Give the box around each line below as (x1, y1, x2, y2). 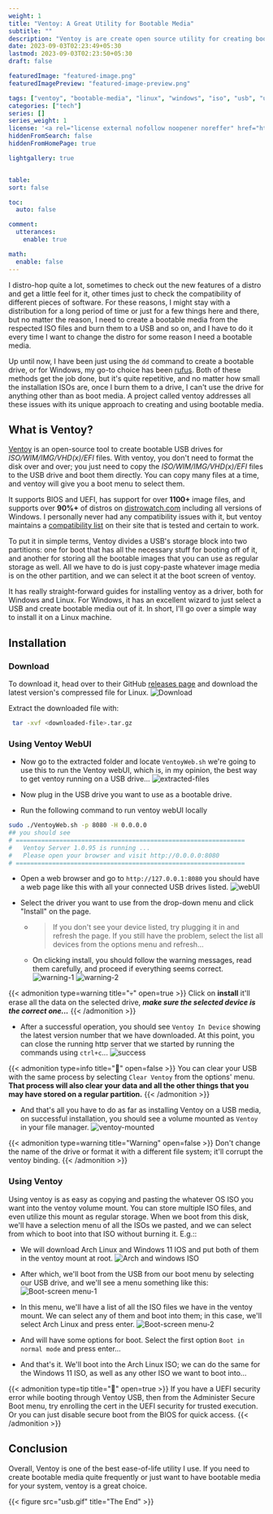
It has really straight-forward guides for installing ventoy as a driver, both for (8, 587, 264, 596)
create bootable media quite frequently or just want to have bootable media (8, 1472, 262, 1481)
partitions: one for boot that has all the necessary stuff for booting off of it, (8, 545, 258, 555)
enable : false (15, 258, 63, 266)
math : (8, 249, 27, 258)
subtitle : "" (8, 27, 53, 35)
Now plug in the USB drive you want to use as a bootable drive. (19, 790, 232, 800)
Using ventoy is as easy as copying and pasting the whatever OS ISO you (8, 1194, 254, 1204)
